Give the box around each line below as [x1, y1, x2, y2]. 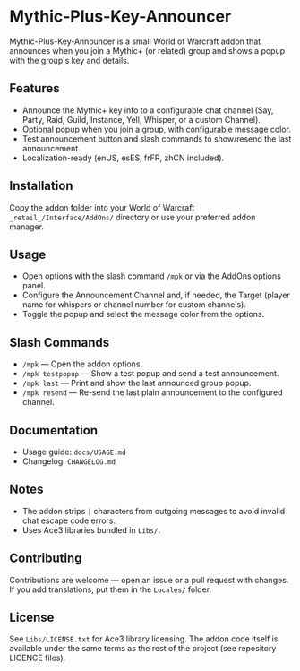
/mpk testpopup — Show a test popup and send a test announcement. [21, 368, 279, 379]
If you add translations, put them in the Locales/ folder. [9, 584, 212, 595]
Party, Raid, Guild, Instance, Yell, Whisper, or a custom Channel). [21, 114, 261, 125]
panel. [21, 280, 47, 291]
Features [9, 81, 60, 96]
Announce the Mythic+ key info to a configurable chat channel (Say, [21, 105, 274, 116]
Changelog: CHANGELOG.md [21, 456, 116, 467]
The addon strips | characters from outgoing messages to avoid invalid [21, 505, 286, 516]
